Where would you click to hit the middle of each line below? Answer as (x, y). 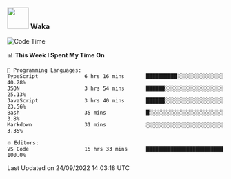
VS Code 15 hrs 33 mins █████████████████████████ (115, 149)
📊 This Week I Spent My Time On (56, 55)
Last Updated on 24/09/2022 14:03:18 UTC (69, 168)
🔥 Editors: (23, 143)
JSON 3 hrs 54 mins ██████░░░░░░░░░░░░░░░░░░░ (115, 89)
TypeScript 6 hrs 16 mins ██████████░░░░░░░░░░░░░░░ (115, 77)
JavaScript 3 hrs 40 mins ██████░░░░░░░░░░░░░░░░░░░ (115, 101)
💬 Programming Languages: (44, 70)
